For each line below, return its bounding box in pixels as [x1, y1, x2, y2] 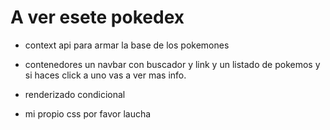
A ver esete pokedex [10, 6, 185, 29]
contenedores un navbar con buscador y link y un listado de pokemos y [24, 58, 321, 70]
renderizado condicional [24, 88, 126, 100]
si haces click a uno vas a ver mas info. [24, 69, 187, 81]
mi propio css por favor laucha [24, 107, 152, 120]
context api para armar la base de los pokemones [24, 39, 230, 51]
